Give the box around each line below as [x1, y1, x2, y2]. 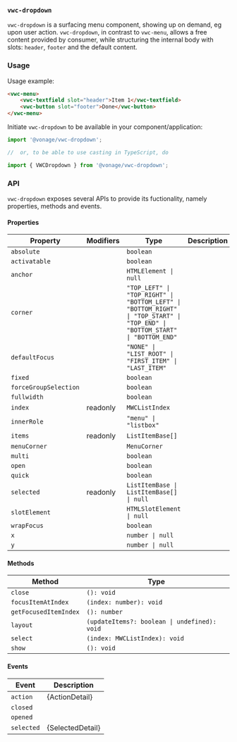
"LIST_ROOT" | [126, 350, 174, 358]
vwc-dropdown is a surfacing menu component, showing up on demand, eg [7, 20, 222, 29]
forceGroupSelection [11, 383, 80, 392]
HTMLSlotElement [126, 505, 181, 513]
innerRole [11, 418, 44, 426]
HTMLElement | [126, 267, 174, 276]
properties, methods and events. [7, 202, 102, 211]
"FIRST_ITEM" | [126, 357, 178, 365]
